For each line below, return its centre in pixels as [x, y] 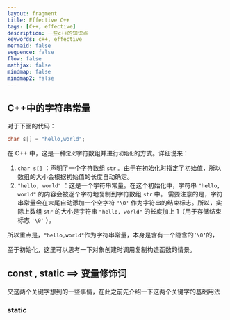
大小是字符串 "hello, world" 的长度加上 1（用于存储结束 [141, 212]
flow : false [24, 59]
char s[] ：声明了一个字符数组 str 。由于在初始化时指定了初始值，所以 [119, 168]
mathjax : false [29, 65]
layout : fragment [32, 14]
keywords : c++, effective [44, 40]
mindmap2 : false [31, 78]
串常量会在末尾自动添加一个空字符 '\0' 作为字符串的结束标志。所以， [117, 203]
